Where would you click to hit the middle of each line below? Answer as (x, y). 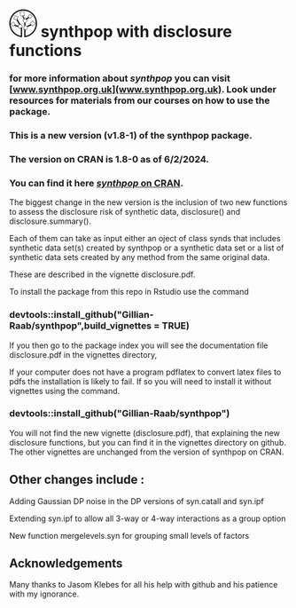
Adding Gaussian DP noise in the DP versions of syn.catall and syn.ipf (136, 501)
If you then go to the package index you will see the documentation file (139, 345)
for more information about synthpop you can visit (120, 78)
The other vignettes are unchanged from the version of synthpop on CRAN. (147, 452)
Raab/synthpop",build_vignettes (81, 326)
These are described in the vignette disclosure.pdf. (102, 274)
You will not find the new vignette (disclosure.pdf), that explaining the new (145, 433)
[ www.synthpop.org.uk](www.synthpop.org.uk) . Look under (143, 90)
